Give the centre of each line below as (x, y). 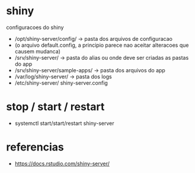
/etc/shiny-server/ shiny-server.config (61, 83)
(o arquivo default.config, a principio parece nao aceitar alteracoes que (102, 45)
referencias (35, 147)
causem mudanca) (38, 51)
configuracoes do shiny (35, 27)
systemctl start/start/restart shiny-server (64, 123)
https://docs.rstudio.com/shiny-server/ (62, 164)
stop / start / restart (55, 107)
